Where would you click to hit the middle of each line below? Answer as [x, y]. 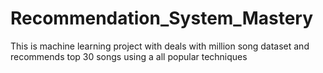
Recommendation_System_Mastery [162, 18]
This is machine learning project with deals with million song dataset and [160, 46]
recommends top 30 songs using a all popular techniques [129, 56]
